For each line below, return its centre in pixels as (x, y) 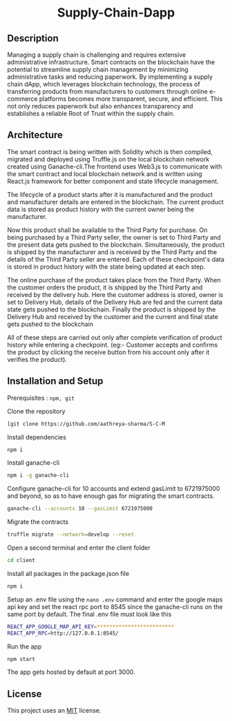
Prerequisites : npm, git (41, 398)
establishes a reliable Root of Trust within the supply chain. (91, 113)
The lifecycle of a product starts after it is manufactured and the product (110, 194)
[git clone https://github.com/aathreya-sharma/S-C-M (86, 424)
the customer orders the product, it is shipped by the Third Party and (105, 287)
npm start (21, 659)
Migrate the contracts (38, 522)
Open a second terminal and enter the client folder (79, 548)
